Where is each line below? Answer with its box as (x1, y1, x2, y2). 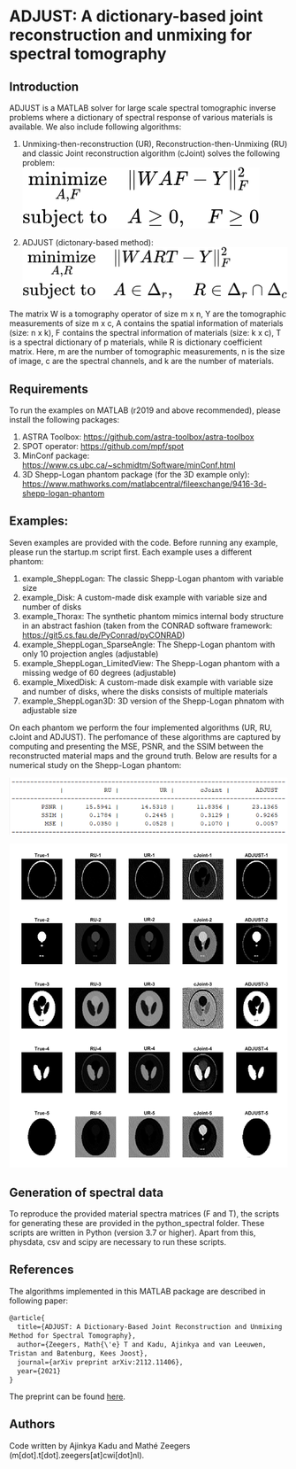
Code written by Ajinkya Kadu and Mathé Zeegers (9, 1440, 191, 1450)
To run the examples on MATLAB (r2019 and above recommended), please (9, 405, 281, 416)
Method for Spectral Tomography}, (9, 1331, 137, 1340)
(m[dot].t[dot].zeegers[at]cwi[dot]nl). (9, 1450, 145, 1460)
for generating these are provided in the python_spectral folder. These (9, 1218, 265, 1229)
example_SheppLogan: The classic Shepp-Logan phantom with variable (21, 573, 285, 584)
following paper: (9, 1295, 69, 1306)
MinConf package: (21, 450, 90, 461)
